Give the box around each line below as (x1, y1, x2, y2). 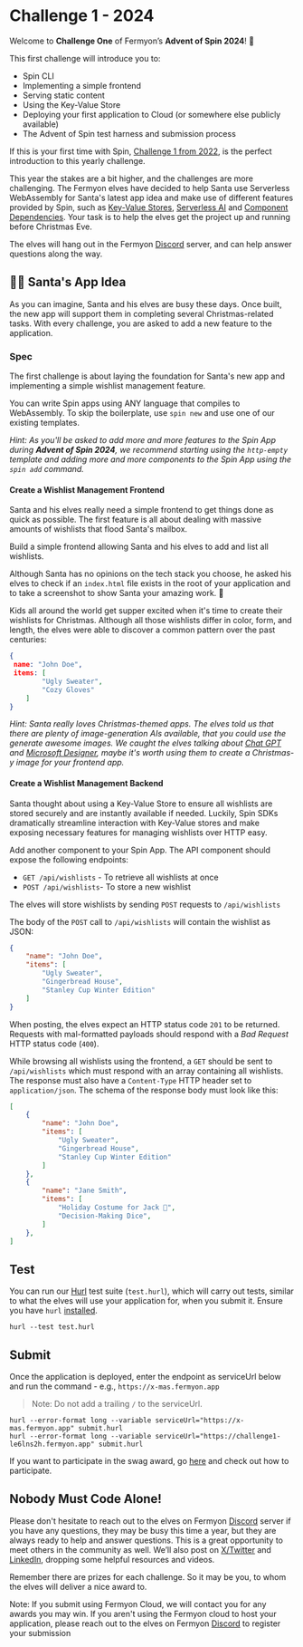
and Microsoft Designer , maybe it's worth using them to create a (9, 747, 251, 758)
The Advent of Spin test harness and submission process (22, 128, 237, 139)
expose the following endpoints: (9, 853, 129, 865)
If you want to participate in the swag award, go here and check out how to (9, 1456, 289, 1467)
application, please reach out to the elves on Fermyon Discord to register (9, 1618, 281, 1629)
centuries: (9, 634, 47, 645)
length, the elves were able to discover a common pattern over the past (9, 624, 276, 635)
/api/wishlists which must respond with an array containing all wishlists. (9, 1065, 284, 1076)
